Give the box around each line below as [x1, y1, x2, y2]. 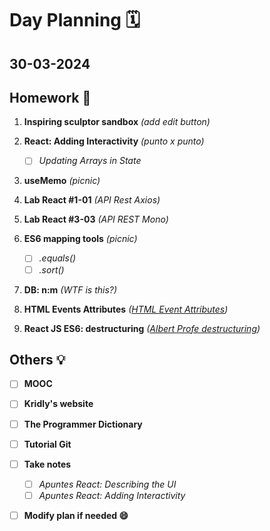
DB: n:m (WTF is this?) [23, 283, 118, 296]
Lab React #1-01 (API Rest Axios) [23, 194, 161, 206]
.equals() [38, 252, 77, 264]
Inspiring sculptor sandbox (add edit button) [23, 116, 211, 128]
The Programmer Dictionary [23, 418, 143, 430]
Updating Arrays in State [38, 155, 142, 167]
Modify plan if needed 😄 [23, 509, 129, 521]
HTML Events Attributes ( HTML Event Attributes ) [23, 303, 229, 315]
